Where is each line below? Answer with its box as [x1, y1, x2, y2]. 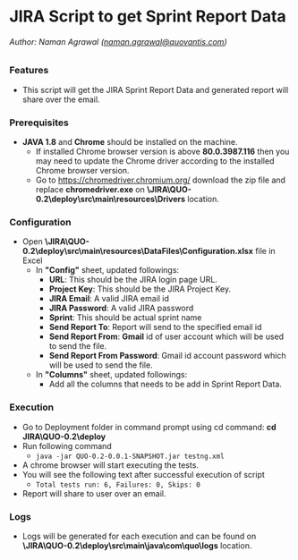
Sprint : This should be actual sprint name [48, 312, 202, 323]
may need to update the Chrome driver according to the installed [35, 156, 275, 166]
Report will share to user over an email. [21, 488, 167, 498]
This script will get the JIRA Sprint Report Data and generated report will [21, 84, 289, 95]
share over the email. [21, 94, 100, 105]
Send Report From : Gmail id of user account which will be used [48, 331, 285, 342]
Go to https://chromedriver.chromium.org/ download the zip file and [35, 174, 286, 185]
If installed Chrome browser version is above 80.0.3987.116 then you [35, 146, 290, 157]
